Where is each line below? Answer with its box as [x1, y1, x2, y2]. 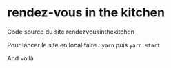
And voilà [7, 54, 34, 63]
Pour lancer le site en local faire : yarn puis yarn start [7, 41, 161, 49]
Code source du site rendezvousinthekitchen [7, 27, 134, 36]
